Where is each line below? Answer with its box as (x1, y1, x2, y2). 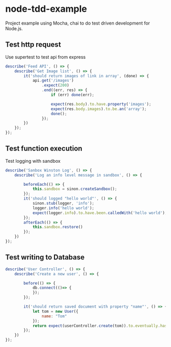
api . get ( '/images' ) (32, 78, 74, 83)
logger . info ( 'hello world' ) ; (32, 205, 95, 210)
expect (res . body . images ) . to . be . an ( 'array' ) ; (50, 106, 147, 112)
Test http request (5, 40, 61, 49)
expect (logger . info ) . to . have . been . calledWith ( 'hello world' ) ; (32, 210, 167, 215)
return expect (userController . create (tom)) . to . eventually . (32, 323, 160, 328)
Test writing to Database (5, 253, 85, 262)
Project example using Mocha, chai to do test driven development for (5, 20, 150, 26)
